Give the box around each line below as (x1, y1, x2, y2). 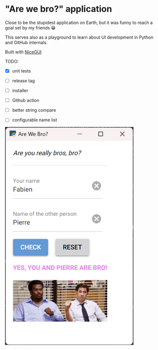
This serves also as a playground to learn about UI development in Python (5, 34, 154, 40)
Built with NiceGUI (5, 49, 42, 55)
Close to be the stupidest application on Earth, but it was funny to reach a (5, 20, 153, 25)
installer (12, 88, 28, 93)
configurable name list (12, 117, 58, 123)
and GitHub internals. (5, 39, 48, 45)
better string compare (12, 107, 56, 113)
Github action (12, 97, 39, 103)
